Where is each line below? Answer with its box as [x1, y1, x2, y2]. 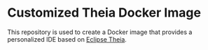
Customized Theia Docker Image [7, 5, 202, 21]
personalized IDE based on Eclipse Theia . [7, 35, 127, 43]
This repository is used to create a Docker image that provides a [7, 28, 193, 36]
